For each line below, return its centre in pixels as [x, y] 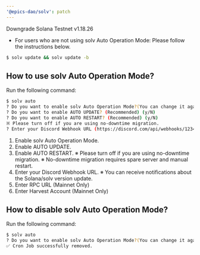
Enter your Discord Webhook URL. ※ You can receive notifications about [103, 172]
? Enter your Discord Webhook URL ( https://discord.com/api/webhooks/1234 [101, 129]
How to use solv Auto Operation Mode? [80, 76]
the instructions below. [43, 46]
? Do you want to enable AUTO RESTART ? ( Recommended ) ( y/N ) [82, 118]
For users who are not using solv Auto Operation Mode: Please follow [100, 40]
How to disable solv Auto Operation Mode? [87, 209]
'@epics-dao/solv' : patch [38, 12]
